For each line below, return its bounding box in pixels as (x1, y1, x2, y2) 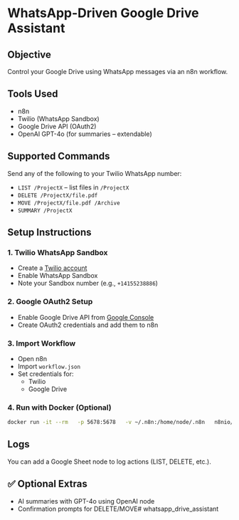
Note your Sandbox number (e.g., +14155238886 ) (17, 279, 159, 288)
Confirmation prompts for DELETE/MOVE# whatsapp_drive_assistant (17, 504, 219, 513)
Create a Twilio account (17, 264, 87, 272)
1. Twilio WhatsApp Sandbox (7, 247, 108, 257)
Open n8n (17, 354, 48, 363)
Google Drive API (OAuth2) (17, 122, 97, 130)
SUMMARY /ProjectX (17, 207, 73, 214)
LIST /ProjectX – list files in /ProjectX (17, 183, 129, 192)
